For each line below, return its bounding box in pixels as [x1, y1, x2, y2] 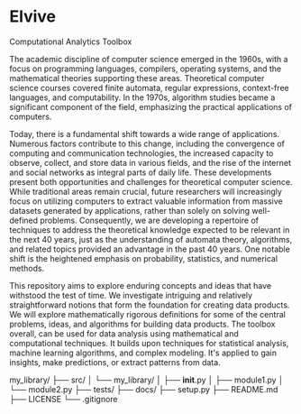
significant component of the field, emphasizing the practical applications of [9, 101, 293, 112]
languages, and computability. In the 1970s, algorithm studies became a [9, 92, 276, 103]
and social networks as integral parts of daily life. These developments [9, 167, 272, 178]
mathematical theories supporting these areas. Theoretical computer [9, 72, 265, 83]
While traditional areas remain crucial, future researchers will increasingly [9, 186, 282, 197]
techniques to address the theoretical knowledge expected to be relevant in [9, 224, 290, 235]
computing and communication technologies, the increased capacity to [9, 147, 274, 159]
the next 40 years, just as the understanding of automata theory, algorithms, [9, 234, 293, 244]
